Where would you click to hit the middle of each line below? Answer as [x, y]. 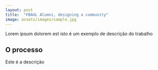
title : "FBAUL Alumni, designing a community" [57, 15]
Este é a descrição [25, 62]
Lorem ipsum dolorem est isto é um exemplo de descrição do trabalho [79, 34]
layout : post [19, 10]
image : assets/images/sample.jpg [41, 19]
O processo [24, 49]
